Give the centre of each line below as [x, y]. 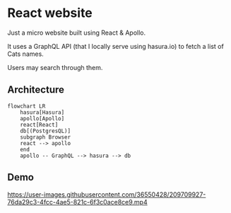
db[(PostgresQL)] [46, 131]
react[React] [39, 125]
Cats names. [25, 54]
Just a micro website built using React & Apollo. [77, 33]
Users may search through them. [55, 67]
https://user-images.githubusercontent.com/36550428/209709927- [107, 194]
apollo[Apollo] [42, 118]
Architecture [36, 90]
